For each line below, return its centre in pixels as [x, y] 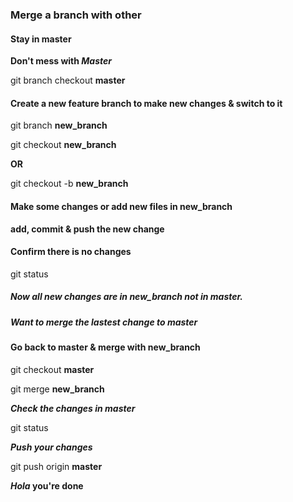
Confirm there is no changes [71, 252]
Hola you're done [47, 485]
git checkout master [52, 369]
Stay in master [41, 39]
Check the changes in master [73, 408]
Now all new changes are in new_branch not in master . [127, 297]
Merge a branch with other [76, 15]
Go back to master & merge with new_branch [105, 347]
